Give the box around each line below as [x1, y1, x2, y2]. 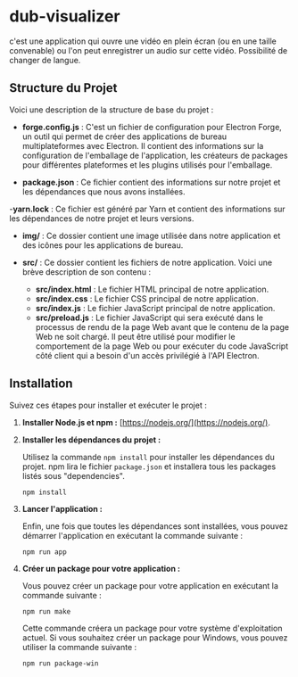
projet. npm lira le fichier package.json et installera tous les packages [21, 461, 277, 472]
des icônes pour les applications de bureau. [21, 239, 184, 251]
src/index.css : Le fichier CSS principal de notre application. [35, 293, 259, 304]
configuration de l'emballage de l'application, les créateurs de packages [21, 150, 288, 161]
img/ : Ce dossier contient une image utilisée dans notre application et [21, 230, 281, 241]
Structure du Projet [9, 80, 118, 95]
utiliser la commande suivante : [21, 641, 137, 652]
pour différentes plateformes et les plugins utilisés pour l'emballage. [21, 159, 273, 170]
